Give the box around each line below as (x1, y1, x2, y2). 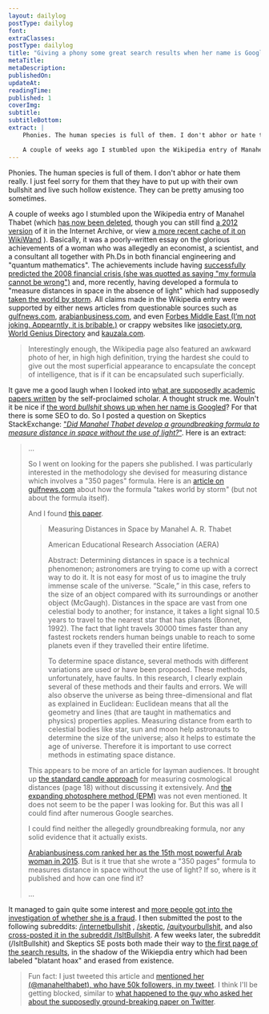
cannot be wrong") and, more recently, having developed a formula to (8, 277, 239, 287)
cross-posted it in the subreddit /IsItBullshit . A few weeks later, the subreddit (8, 930, 261, 939)
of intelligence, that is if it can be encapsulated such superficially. (27, 369, 244, 379)
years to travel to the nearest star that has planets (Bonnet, (47, 615, 243, 625)
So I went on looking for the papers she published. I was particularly (27, 458, 253, 468)
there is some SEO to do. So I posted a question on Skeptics (8, 410, 207, 420)
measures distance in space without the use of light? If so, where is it (27, 865, 257, 874)
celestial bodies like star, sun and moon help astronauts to (47, 724, 240, 734)
